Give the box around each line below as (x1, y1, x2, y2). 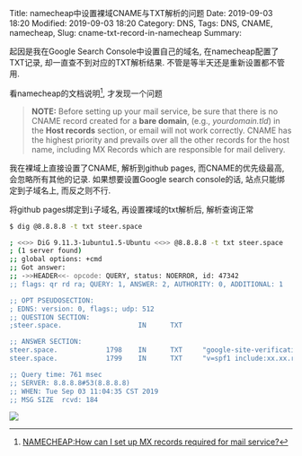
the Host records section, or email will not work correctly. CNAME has (31, 125, 292, 136)
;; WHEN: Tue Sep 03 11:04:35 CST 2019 (9, 387, 159, 396)
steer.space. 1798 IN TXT (9, 346, 182, 355)
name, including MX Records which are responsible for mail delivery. (31, 144, 286, 154)
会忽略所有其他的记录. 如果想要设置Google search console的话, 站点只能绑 (9, 173, 286, 184)
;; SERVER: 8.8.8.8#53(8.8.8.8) (9, 378, 130, 388)
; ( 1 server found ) (9, 246, 83, 256)
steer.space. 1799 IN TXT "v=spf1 (9, 354, 231, 364)
